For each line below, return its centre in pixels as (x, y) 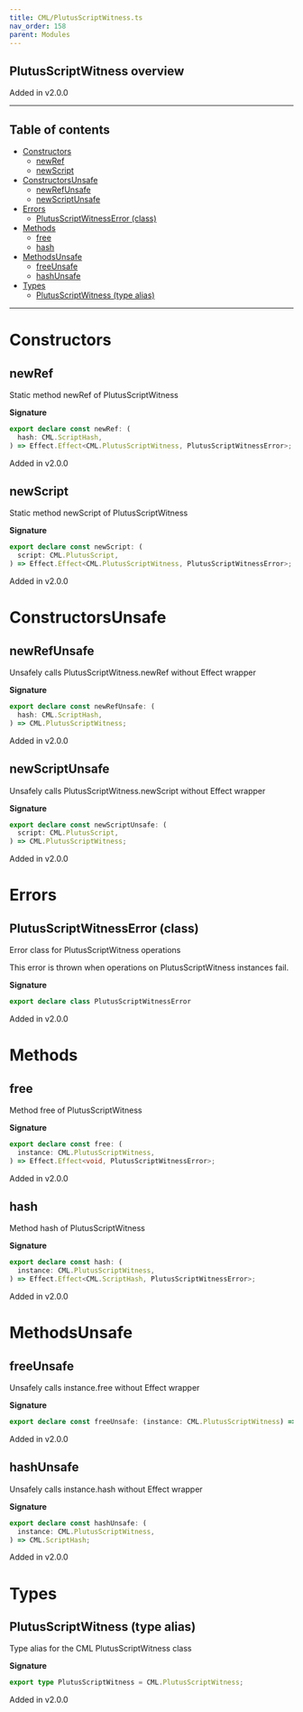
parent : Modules (40, 34)
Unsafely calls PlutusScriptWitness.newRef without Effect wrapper (133, 672)
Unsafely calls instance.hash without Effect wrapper (106, 1489)
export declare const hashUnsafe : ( (78, 1523)
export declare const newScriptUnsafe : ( (88, 825)
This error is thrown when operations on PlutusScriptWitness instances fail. (149, 967)
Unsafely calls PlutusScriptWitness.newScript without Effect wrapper (138, 791)
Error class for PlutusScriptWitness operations (95, 950)
